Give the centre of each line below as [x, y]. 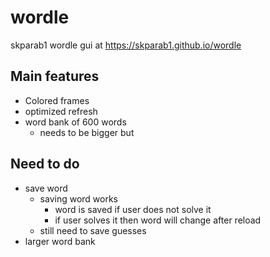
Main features [55, 76]
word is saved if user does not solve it [133, 209]
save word [46, 188]
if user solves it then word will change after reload [158, 220]
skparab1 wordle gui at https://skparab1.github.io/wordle [126, 45]
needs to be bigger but [87, 132]
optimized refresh [61, 111]
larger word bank [60, 241]
